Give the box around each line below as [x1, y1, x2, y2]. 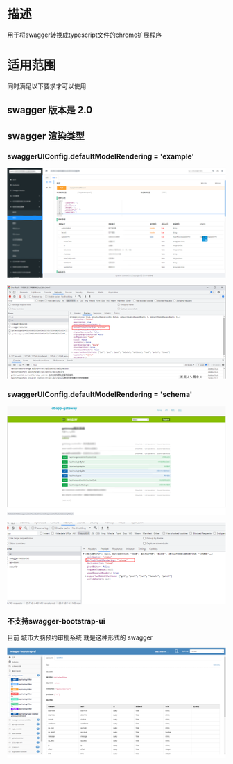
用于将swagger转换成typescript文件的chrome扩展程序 [7, 31, 162, 39]
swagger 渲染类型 [7, 130, 85, 142]
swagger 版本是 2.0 [7, 104, 93, 116]
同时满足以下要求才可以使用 [7, 81, 87, 90]
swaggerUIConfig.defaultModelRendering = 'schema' [7, 390, 193, 400]
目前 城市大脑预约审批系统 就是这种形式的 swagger [7, 633, 153, 642]
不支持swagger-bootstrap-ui [7, 616, 105, 626]
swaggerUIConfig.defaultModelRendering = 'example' [7, 151, 195, 161]
